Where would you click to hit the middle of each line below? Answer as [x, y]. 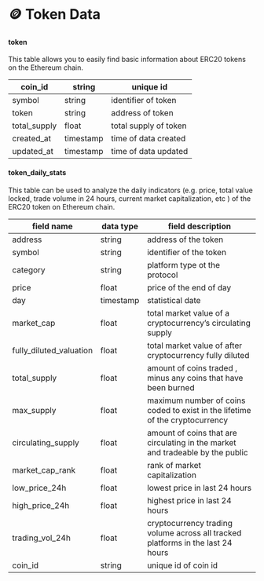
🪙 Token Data [54, 15]
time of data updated [150, 152]
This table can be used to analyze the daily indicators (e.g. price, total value [131, 190]
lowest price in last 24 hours [199, 488]
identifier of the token [186, 252]
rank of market [174, 465]
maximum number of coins [196, 400]
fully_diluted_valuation [52, 350]
